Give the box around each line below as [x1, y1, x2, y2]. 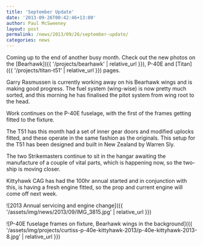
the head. [6, 98, 30, 105]
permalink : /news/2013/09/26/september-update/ [6, 32, 129, 38]
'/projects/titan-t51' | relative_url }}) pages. [14, 67, 121, 73]
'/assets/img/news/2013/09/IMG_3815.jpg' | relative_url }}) [6, 208, 152, 216]
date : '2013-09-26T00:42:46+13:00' [6, 15, 96, 21]
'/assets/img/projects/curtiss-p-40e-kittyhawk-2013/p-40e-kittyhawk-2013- [6, 227, 198, 234]
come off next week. [6, 190, 58, 197]
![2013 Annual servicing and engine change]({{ [6, 202, 123, 209]
